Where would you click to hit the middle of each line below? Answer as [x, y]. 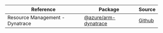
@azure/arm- [100, 17]
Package [109, 9]
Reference [43, 9]
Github [146, 20]
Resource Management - [36, 17]
